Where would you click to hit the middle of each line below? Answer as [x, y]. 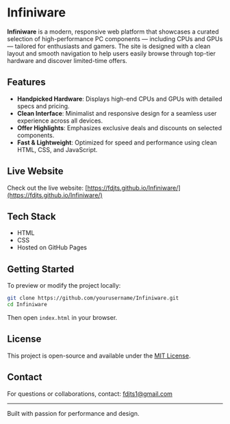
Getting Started [41, 269]
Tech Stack [31, 216]
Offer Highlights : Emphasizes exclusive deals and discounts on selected [119, 127]
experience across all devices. [60, 121]
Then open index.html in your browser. [62, 317]
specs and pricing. [43, 106]
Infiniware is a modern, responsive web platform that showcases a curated [113, 32]
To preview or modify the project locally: [64, 286]
